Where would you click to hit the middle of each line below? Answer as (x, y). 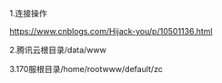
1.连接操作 (28, 13)
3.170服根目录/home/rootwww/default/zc (86, 69)
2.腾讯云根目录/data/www (58, 50)
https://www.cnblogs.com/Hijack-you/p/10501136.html (111, 31)
